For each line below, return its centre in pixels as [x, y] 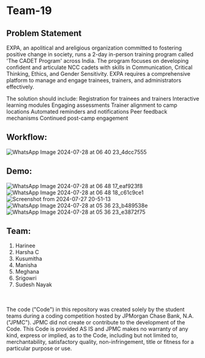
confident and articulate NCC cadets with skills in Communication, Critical [99, 67]
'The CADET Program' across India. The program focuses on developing [98, 61]
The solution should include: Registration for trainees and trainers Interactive [103, 99]
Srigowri [26, 278]
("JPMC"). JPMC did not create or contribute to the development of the [96, 323]
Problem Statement [44, 33]
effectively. [20, 87]
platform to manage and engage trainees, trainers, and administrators [94, 80]
